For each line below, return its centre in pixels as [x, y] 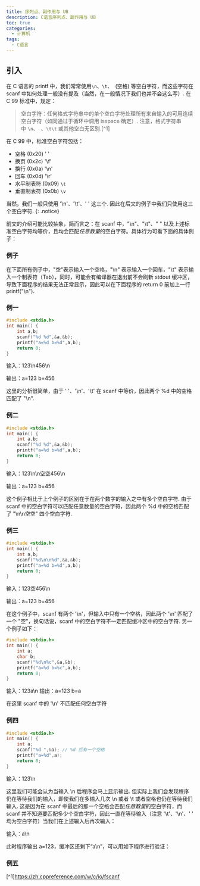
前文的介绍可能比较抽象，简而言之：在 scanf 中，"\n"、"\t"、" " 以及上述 [95, 223]
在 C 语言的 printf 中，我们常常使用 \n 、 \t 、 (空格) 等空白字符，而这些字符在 [100, 86]
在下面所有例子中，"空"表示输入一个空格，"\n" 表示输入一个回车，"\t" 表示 [97, 269]
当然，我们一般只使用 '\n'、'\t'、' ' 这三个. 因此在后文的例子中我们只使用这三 [100, 204]
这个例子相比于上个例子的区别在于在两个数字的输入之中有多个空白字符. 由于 [99, 498]
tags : [13, 39]
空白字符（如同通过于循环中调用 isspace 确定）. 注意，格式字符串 [101, 121]
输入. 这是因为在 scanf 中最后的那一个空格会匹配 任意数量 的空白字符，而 [94, 806]
